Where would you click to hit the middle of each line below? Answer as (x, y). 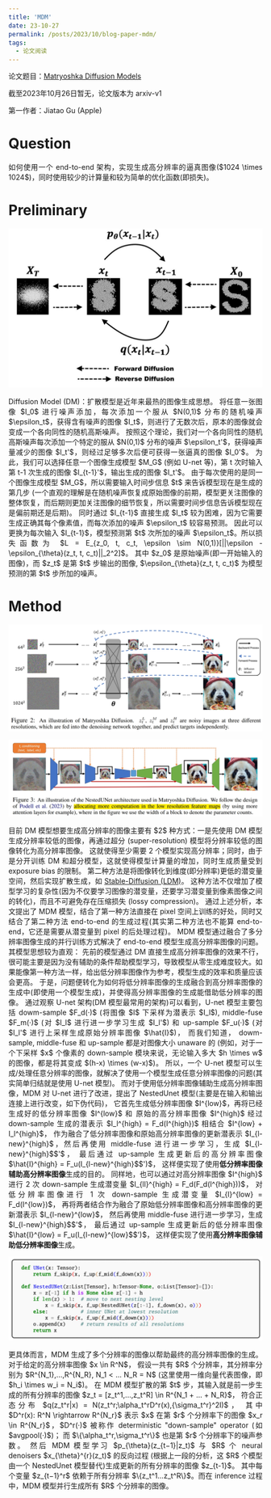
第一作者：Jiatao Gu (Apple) (55, 111)
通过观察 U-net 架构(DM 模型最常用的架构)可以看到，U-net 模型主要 (140, 1002)
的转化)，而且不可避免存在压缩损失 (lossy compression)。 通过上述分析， (132, 901)
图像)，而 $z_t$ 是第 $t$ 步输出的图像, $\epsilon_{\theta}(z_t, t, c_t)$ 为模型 (135, 563)
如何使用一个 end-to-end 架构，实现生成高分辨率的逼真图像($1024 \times (135, 167)
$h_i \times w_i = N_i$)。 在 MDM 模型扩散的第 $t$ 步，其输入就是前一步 (132, 1385)
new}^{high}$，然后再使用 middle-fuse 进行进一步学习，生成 (125, 1143)
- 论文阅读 (31, 51)
